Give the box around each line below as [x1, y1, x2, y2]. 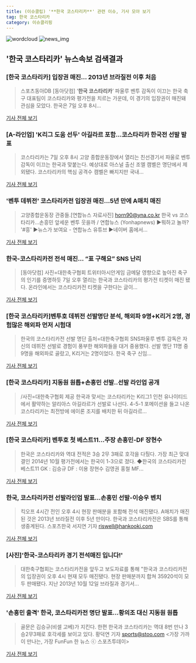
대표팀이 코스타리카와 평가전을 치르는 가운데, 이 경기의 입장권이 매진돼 [26, 95, 186, 102]
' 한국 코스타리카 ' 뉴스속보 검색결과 [6, 54, 123, 64]
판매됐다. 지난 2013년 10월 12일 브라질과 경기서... [26, 580, 139, 587]
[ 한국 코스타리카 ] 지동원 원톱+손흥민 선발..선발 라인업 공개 [6, 378, 160, 387]
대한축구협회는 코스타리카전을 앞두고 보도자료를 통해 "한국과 [20, 566, 158, 573]
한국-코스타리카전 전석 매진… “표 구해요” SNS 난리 [6, 254, 142, 262]
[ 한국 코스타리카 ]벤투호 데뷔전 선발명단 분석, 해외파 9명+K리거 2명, [6, 312, 184, 320]
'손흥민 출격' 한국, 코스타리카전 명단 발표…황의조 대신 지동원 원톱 [6, 609, 178, 617]
